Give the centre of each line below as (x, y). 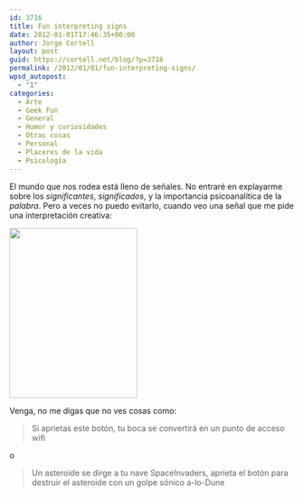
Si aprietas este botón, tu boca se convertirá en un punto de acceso (158, 428)
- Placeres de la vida (60, 152)
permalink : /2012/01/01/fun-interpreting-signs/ (103, 69)
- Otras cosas (44, 136)
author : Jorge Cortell (52, 43)
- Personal (38, 144)
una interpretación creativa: (61, 215)
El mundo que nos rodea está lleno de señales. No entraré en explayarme (146, 186)
